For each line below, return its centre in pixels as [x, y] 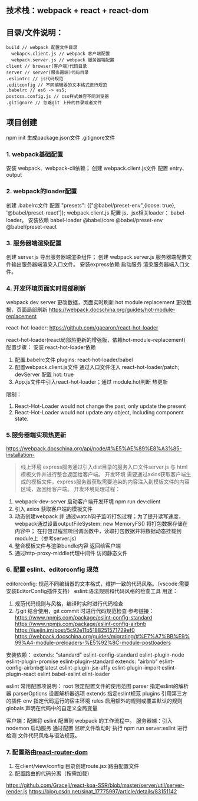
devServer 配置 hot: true [44, 375]
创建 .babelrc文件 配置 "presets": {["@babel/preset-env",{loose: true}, [91, 205]
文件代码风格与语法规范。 [49, 735]
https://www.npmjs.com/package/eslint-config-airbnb [80, 624]
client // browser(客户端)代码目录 [47, 67]
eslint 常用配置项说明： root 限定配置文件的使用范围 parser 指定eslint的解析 [98, 686]
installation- [21, 454]
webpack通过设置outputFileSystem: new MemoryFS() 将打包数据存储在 [101, 523]
